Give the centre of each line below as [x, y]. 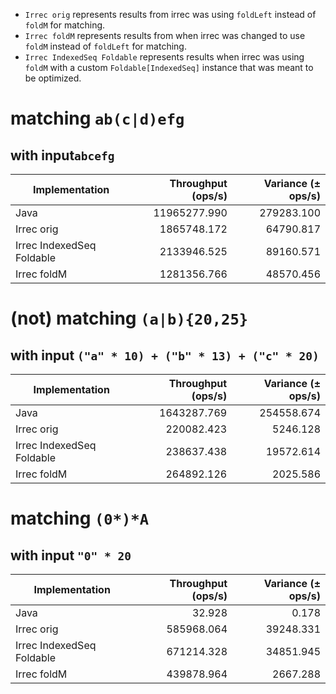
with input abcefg [62, 155]
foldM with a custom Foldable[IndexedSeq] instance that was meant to [169, 67]
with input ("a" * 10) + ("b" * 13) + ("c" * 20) [165, 355]
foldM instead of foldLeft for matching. [105, 46]
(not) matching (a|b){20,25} [129, 318]
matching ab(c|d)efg [97, 118]
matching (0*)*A [80, 518]
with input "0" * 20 [71, 555]
